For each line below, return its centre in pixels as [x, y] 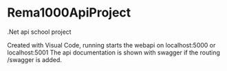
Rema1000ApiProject [69, 13]
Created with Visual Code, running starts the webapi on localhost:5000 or [111, 45]
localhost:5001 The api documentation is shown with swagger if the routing [113, 52]
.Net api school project [39, 32]
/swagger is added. [34, 59]
